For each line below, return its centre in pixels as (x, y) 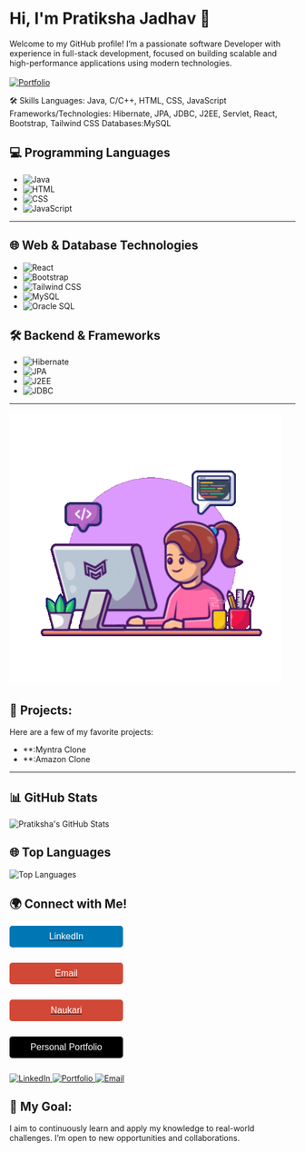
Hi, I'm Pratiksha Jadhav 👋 (110, 19)
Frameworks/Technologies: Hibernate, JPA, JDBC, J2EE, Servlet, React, (143, 114)
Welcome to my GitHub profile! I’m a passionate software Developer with (145, 44)
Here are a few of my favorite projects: (82, 732)
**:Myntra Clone (54, 750)
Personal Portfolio (66, 1047)
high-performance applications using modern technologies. (121, 63)
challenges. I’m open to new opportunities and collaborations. (125, 1138)
